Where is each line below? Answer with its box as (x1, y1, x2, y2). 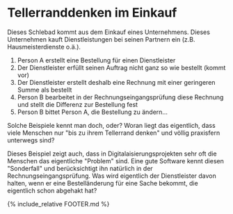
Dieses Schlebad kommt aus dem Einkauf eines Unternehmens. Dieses (7, 28, 211, 36)
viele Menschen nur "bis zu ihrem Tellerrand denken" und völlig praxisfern (7, 129, 220, 137)
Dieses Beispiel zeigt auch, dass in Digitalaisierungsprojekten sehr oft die (7, 149, 217, 158)
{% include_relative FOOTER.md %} (7, 199, 110, 208)
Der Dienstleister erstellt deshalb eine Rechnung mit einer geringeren (17, 78, 216, 86)
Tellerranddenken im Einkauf (7, 5, 177, 21)
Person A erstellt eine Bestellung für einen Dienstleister (17, 56, 176, 64)
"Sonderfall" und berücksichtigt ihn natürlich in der (7, 164, 153, 172)
